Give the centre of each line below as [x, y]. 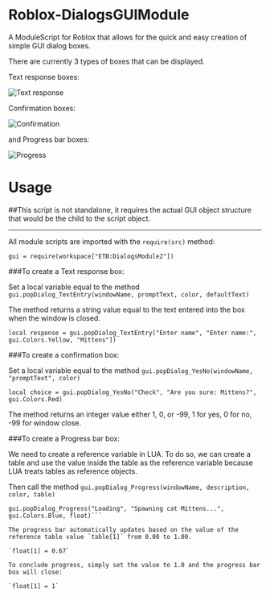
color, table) [32, 494]
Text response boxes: [44, 77]
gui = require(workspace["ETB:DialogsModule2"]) [91, 256]
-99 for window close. [45, 423]
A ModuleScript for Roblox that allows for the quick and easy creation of [128, 37]
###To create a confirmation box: [64, 354]
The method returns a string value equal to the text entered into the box [127, 309]
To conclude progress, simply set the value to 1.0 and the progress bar [135, 565]
